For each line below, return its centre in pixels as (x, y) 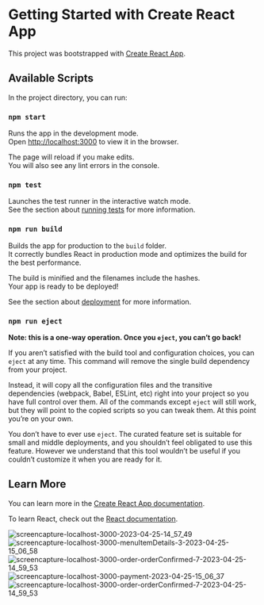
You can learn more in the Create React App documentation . (107, 503)
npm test (25, 185)
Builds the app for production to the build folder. (88, 245)
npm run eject (35, 321)
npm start (27, 117)
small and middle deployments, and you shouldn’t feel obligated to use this (130, 442)
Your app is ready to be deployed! (63, 286)
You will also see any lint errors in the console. (84, 166)
